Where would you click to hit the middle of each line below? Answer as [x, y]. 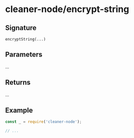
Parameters [24, 54]
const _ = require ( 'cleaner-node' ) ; [43, 122]
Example [19, 111]
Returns [18, 83]
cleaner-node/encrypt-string [67, 9]
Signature [21, 28]
